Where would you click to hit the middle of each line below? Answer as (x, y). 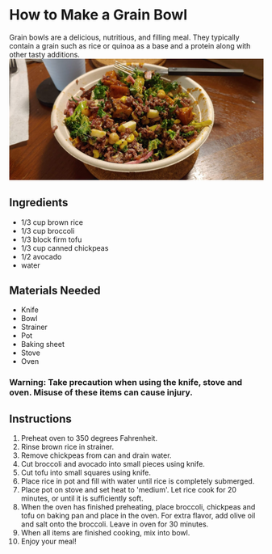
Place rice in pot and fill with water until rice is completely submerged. (138, 481)
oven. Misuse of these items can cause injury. (101, 392)
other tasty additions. (44, 54)
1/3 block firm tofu (51, 239)
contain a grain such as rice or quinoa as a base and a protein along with (130, 45)
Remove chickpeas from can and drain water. (96, 455)
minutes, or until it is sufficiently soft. (82, 498)
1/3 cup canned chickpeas (65, 247)
